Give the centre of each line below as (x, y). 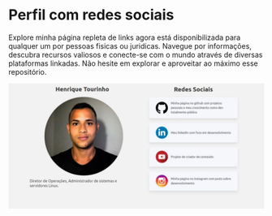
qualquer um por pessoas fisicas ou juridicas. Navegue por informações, (130, 45)
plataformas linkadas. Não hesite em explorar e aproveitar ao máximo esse (133, 63)
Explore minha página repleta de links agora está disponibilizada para (125, 37)
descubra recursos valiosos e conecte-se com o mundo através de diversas (136, 54)
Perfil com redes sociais (91, 15)
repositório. (28, 71)
